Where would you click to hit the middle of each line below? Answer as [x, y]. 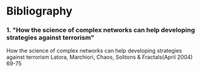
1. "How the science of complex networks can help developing [101, 30]
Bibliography [39, 11]
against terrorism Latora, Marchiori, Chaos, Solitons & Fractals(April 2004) [100, 57]
